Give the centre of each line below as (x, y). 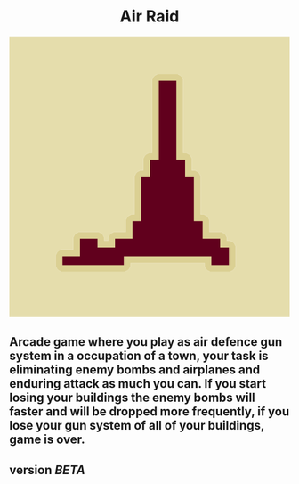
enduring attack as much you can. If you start (138, 384)
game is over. (48, 440)
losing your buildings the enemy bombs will (132, 398)
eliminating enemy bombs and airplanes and (135, 370)
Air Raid (149, 16)
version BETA (48, 470)
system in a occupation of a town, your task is (139, 356)
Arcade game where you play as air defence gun (146, 342)
